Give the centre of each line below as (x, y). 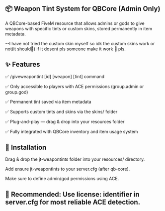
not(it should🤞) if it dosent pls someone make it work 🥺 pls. (65, 49)
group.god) (17, 92)
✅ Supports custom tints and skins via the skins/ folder (61, 111)
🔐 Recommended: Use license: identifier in (73, 194)
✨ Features (23, 64)
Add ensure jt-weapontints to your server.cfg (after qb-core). (68, 169)
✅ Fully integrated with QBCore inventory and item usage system (72, 131)
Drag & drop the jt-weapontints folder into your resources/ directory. (75, 159)
